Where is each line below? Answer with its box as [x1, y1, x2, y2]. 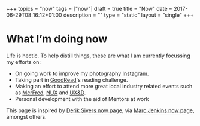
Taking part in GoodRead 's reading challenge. [14, 76, 128, 83]
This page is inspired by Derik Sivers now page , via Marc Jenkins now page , [6, 107, 195, 114]
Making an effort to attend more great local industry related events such [14, 82, 193, 90]
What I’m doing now [6, 32, 108, 46]
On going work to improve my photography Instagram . [14, 70, 149, 77]
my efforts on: [6, 58, 41, 65]
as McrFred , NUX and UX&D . [14, 89, 86, 96]
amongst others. [6, 113, 47, 120]
